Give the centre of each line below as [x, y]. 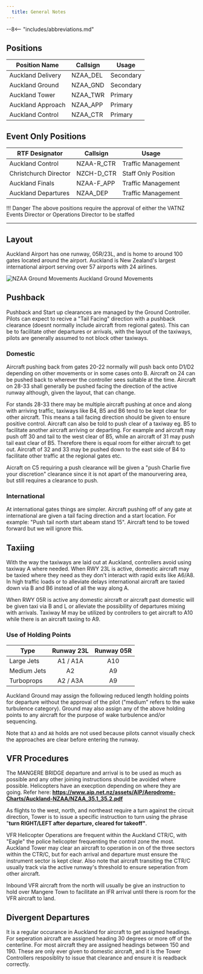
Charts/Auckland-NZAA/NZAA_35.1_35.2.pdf [65, 799]
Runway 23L [70, 650]
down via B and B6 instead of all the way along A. [68, 588]
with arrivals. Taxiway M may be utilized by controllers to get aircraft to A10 [100, 613]
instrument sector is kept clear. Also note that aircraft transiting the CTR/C [98, 861]
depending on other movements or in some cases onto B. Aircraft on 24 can [101, 373]
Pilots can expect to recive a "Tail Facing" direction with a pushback [91, 318]
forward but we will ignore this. [45, 529]
